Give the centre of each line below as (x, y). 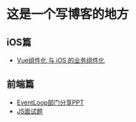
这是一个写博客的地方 (68, 14)
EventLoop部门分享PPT (50, 102)
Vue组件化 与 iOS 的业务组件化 (61, 60)
